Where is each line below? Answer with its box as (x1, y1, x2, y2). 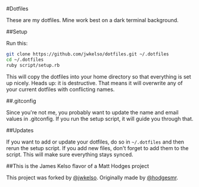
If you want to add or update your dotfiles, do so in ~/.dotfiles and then (6, 138, 185, 145)
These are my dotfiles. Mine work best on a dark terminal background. (6, 17, 179, 23)
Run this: (6, 40, 28, 46)
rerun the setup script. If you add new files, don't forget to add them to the (6, 144, 189, 151)
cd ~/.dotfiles (6, 57, 44, 63)
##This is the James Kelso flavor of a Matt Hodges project (6, 162, 150, 169)
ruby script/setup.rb (6, 62, 60, 68)
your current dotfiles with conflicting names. (6, 86, 115, 93)
